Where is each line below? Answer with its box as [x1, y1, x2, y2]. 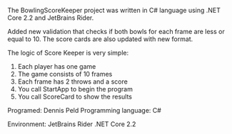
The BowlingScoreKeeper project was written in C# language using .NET [7, 6, 221, 14]
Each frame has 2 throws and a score [17, 77, 128, 86]
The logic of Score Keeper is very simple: [7, 49, 129, 57]
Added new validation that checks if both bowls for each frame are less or [7, 28, 225, 35]
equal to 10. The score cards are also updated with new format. [7, 35, 193, 43]
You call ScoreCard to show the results [17, 92, 132, 101]
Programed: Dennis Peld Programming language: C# [7, 106, 162, 114]
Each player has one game [17, 62, 96, 70]
